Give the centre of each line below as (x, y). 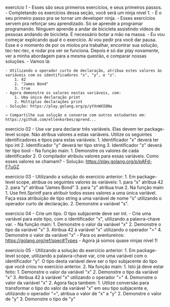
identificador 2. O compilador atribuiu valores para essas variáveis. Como (82, 156)
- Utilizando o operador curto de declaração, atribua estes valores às (84, 71)
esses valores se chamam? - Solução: (45, 161)
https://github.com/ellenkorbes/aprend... (51, 119)
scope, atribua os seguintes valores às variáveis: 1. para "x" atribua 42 (90, 182)
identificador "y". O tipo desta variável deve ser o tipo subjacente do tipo (81, 261)
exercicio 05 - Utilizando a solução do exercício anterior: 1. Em (71, 250)
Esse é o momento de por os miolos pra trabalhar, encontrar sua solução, (82, 45)
